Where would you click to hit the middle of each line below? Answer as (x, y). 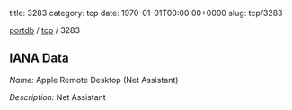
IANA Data (39, 59)
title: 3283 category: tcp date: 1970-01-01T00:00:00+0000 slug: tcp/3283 (146, 13)
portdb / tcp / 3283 (45, 30)
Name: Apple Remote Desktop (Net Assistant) (94, 80)
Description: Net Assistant (58, 97)
